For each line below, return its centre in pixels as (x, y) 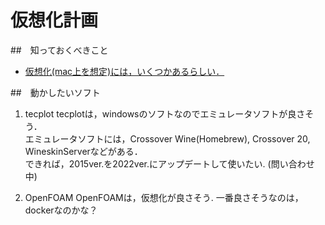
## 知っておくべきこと (59, 50)
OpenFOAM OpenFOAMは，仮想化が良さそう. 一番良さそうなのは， (164, 197)
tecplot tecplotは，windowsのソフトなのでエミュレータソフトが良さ (165, 113)
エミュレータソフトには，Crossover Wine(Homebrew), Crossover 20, (167, 138)
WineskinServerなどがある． (83, 151)
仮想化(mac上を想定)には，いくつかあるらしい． (124, 71)
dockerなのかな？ (61, 210)
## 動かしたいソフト (55, 92)
